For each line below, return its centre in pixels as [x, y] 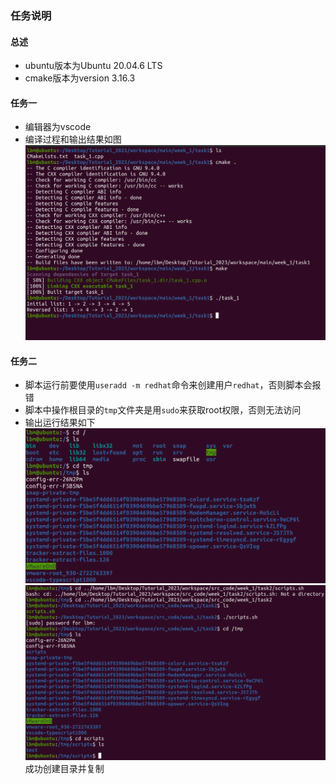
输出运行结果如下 [60, 423]
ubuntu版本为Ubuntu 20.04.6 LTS [93, 66]
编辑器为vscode [58, 127]
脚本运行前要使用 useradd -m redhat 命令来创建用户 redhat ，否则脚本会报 [173, 385]
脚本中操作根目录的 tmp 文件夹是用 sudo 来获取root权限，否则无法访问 [163, 410]
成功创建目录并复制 [64, 768]
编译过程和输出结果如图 [73, 139]
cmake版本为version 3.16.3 [80, 78]
